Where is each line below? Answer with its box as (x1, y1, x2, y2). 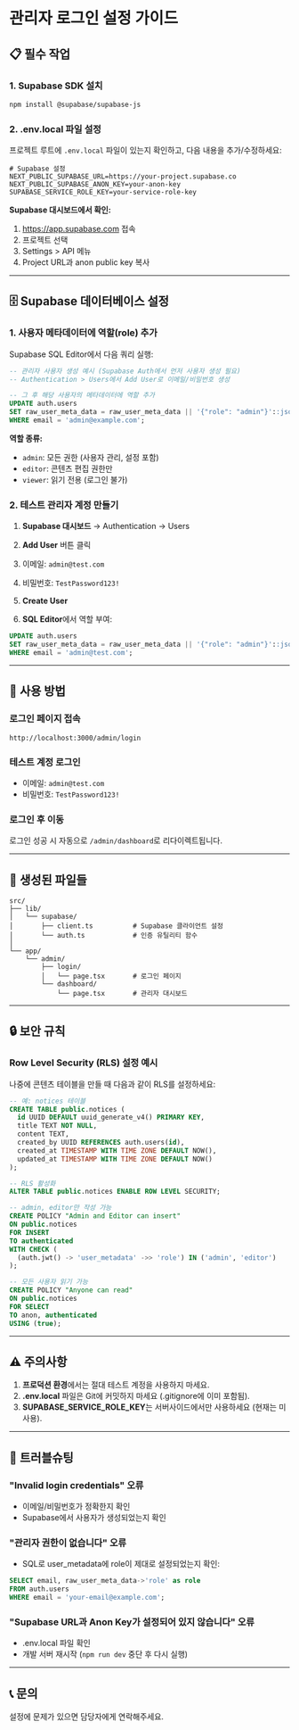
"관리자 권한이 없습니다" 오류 (9, 1536, 127, 1549)
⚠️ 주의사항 (9, 1353, 68, 1370)
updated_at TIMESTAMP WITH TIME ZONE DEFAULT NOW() (17, 1155, 214, 1163)
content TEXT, (17, 1130, 69, 1138)
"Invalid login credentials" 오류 (9, 1478, 144, 1491)
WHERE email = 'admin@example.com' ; (9, 416, 145, 425)
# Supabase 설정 (9, 164, 66, 174)
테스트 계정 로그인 (9, 756, 82, 768)
